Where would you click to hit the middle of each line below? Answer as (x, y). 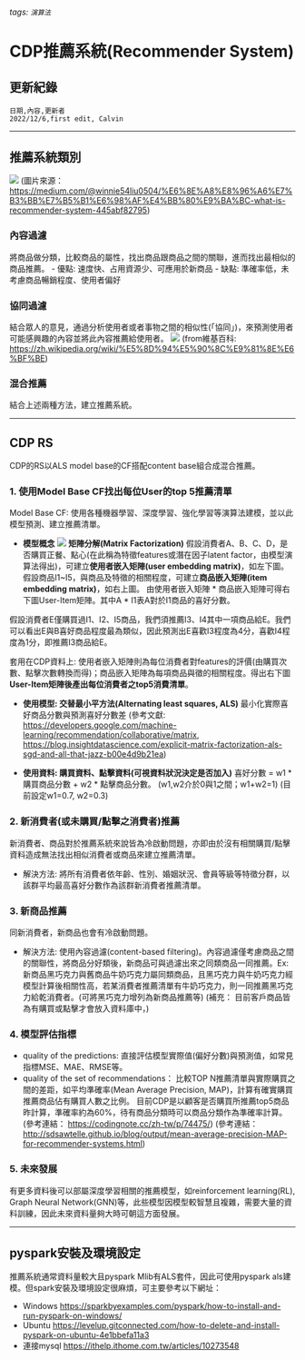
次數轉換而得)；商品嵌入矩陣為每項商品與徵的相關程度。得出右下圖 (166, 673)
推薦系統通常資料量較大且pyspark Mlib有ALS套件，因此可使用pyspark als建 (150, 1276)
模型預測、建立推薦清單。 (57, 524)
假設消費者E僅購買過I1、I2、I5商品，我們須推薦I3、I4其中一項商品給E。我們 (150, 620)
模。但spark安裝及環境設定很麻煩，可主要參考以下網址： (116, 1288)
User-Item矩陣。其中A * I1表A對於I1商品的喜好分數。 (137, 601)
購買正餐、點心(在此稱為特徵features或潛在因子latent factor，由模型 (157, 555)
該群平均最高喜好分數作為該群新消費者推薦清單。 (114, 885)
